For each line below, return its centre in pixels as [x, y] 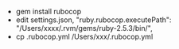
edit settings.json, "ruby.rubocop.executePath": [93, 20]
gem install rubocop [49, 11]
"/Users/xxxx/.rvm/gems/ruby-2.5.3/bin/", [84, 28]
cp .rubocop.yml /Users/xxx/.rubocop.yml [84, 36]
